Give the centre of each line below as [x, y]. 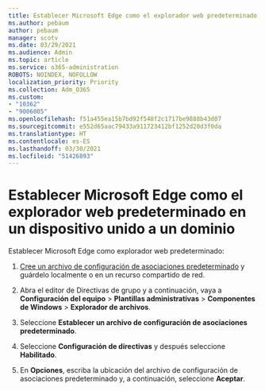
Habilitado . [38, 355]
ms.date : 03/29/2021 [42, 45]
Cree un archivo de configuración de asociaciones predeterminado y [132, 266]
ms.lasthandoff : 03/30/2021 [55, 149]
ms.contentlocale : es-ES [49, 141]
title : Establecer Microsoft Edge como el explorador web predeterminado [133, 15]
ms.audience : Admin [40, 52]
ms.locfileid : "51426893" [51, 156]
